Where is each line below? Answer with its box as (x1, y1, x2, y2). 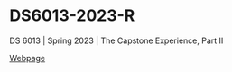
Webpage (9, 52, 46, 63)
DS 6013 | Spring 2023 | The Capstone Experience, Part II (9, 35, 224, 46)
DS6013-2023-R (9, 5, 135, 26)
